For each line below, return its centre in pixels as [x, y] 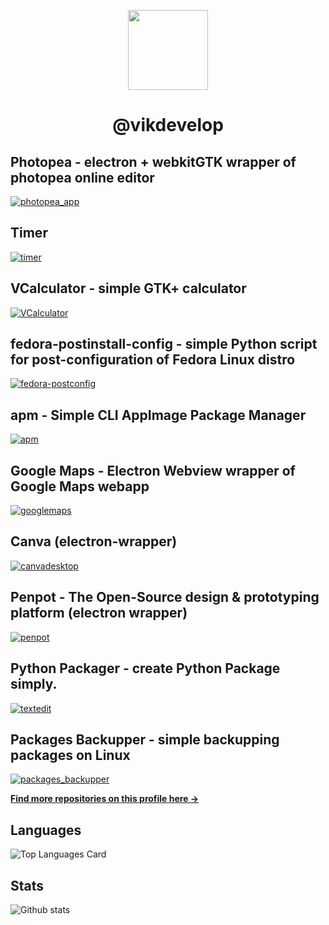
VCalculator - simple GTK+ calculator [128, 288]
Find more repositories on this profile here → [105, 799]
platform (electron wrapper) [99, 613]
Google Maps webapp [80, 486]
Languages [46, 830]
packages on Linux [70, 755]
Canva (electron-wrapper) [94, 541]
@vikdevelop [168, 125]
